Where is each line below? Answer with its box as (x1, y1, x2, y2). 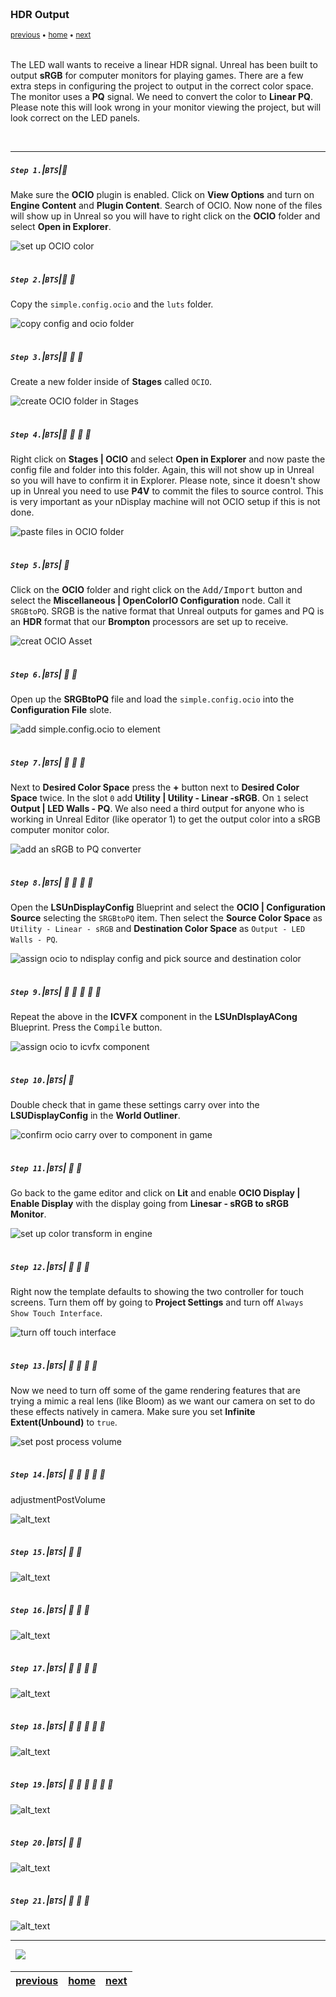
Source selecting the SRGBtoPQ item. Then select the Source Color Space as (10, 912, 323, 924)
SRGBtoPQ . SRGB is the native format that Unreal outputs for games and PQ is (10, 605, 325, 617)
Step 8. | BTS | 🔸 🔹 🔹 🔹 (10, 876, 94, 888)
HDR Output (10, 7, 70, 21)
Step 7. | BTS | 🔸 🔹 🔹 (10, 756, 86, 768)
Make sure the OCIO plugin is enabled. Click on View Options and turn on (10, 189, 315, 201)
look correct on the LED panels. (10, 112, 141, 124)
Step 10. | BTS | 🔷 (10, 1073, 75, 1085)
